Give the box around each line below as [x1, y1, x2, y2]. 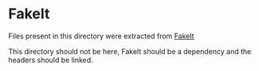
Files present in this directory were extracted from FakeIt [8, 31, 194, 41]
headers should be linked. [8, 55, 93, 65]
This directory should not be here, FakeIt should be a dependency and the [8, 46, 252, 56]
